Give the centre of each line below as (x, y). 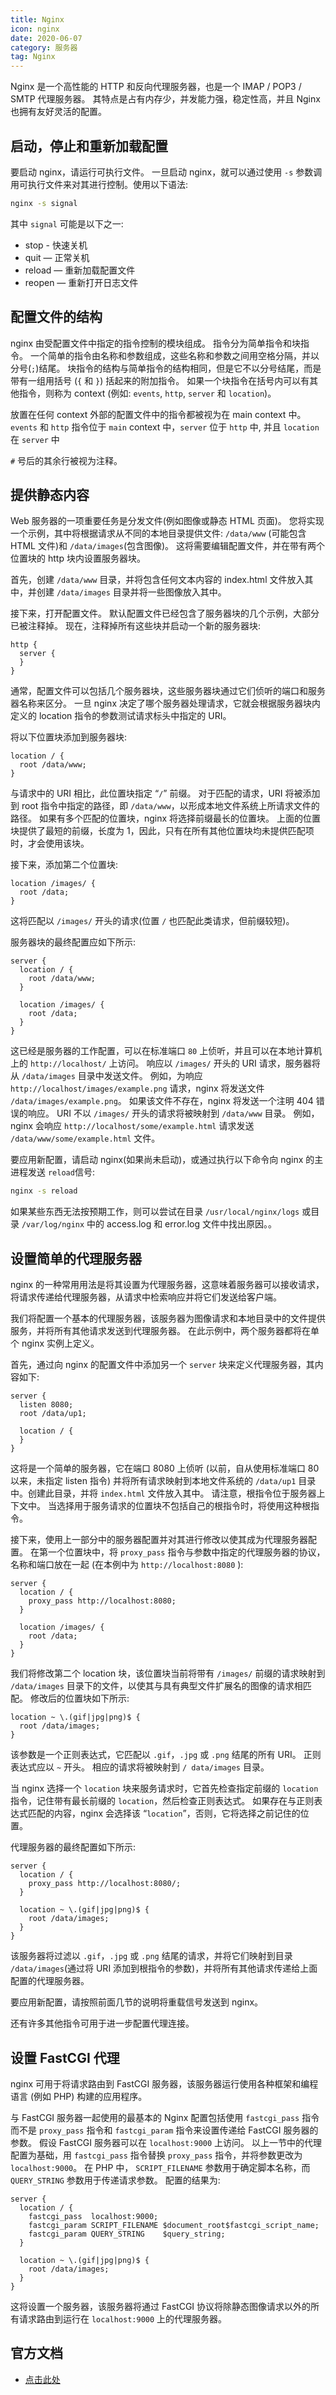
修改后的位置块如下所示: (79, 1698)
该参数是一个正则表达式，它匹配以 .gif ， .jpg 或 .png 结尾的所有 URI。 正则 (166, 1755)
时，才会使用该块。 (50, 843)
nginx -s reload (44, 1191)
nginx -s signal (44, 203)
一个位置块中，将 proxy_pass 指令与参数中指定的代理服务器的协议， (186, 1552)
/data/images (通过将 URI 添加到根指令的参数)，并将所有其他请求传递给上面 (164, 1968)
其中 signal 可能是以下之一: (67, 223)
